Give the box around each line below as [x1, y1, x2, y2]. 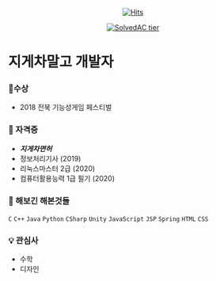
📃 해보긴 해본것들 [8, 195, 70, 206]
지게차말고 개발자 [8, 53, 114, 71]
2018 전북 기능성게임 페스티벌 [19, 103, 112, 112]
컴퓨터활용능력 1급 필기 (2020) [19, 173, 116, 183]
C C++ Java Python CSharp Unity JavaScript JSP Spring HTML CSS [8, 215, 209, 223]
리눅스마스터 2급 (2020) [19, 163, 96, 173]
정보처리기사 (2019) [19, 154, 81, 163]
